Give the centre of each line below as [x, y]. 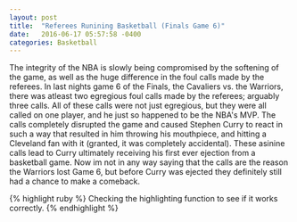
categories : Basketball [54, 42]
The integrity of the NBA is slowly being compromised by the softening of [144, 68]
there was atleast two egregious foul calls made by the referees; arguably [144, 96]
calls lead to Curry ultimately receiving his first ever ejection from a [132, 153]
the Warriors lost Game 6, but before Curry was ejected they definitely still [146, 172]
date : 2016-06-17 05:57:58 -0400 [75, 34]
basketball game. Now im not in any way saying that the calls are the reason [148, 162]
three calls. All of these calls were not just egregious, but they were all [138, 106]
